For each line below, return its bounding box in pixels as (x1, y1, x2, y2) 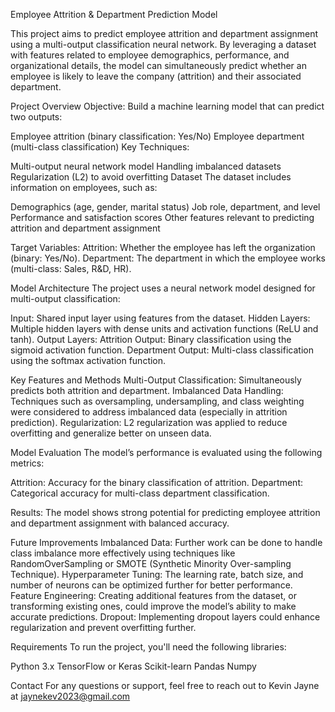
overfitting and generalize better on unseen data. (10, 427, 212, 439)
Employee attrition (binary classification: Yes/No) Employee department (10, 130, 305, 142)
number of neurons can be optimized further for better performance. (10, 579, 293, 591)
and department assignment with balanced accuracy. (10, 517, 230, 529)
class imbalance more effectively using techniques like (10, 547, 236, 559)
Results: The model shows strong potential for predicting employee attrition (10, 507, 321, 518)
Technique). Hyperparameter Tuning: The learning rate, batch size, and (10, 569, 304, 580)
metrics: (10, 457, 45, 469)
